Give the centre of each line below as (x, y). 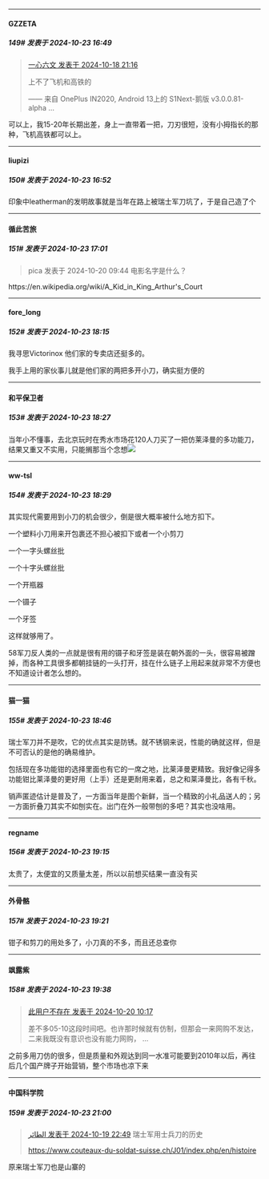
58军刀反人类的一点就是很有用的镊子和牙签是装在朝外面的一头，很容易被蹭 (132, 653)
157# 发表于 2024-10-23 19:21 (59, 921)
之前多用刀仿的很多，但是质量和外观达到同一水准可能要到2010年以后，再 (128, 1056)
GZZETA (23, 23)
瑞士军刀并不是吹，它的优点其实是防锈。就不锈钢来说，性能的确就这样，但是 (134, 741)
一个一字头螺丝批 (36, 551)
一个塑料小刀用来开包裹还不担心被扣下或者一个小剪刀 (96, 534)
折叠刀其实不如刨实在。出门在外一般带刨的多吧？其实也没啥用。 (134, 806)
